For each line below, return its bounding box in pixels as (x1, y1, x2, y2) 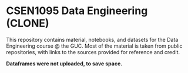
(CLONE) (6, 16, 49, 30)
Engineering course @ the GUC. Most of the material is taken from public (6, 42, 183, 49)
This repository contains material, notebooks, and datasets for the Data (6, 36, 179, 43)
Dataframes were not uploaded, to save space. (6, 60, 123, 67)
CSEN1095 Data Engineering (6, 4, 148, 18)
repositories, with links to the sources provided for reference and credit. (6, 48, 180, 55)
